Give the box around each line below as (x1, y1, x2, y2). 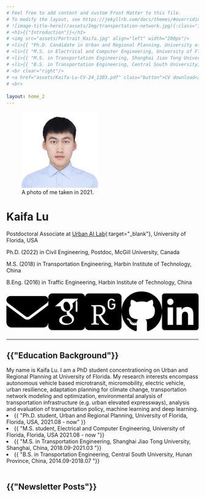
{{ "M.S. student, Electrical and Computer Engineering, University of (14, 425, 185, 432)
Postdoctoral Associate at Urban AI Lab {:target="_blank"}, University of (6, 230, 186, 238)
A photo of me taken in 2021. (21, 189, 94, 195)
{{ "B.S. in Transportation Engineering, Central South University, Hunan (14, 451, 192, 458)
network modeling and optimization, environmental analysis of (6, 393, 163, 400)
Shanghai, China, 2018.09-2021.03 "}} (6, 444, 102, 452)
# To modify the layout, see (6, 16, 81, 23)
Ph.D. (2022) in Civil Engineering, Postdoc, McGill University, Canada (6, 248, 180, 256)
